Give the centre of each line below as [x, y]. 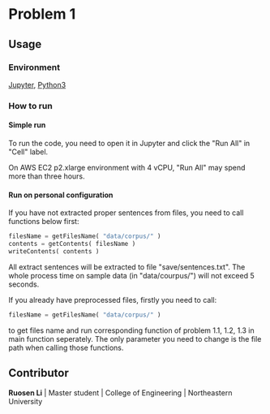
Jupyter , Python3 [37, 84]
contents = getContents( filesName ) [72, 244]
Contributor [39, 373]
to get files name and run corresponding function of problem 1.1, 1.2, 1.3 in [132, 330]
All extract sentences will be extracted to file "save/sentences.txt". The [127, 267]
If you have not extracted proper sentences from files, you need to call [126, 213]
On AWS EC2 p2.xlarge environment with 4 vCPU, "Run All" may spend [127, 168]
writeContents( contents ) [54, 251]
